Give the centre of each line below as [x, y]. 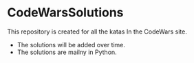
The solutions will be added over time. [71, 45]
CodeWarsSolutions [65, 13]
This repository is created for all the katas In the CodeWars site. [97, 32]
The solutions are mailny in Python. [67, 52]
